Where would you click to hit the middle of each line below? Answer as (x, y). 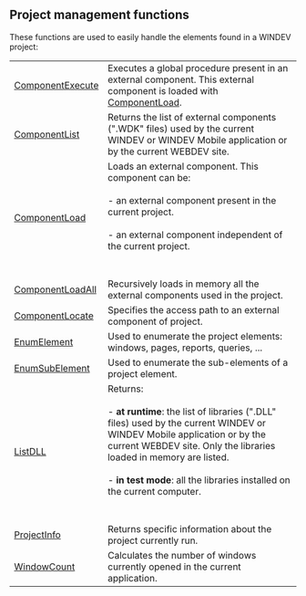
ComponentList (47, 134)
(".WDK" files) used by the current (181, 129)
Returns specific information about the (190, 528)
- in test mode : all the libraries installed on (199, 480)
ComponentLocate (54, 316)
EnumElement (44, 341)
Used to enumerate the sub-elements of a (198, 362)
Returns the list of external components (192, 117)
